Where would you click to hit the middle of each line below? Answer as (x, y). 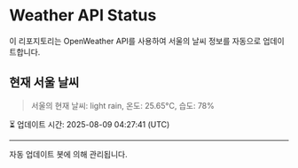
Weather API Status (83, 15)
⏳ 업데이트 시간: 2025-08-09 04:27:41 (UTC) (90, 124)
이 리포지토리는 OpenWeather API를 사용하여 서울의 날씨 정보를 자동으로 (135, 41)
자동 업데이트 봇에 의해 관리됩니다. (68, 154)
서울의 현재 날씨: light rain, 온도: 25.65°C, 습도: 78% (123, 105)
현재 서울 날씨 (44, 83)
